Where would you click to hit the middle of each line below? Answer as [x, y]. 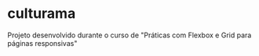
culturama [42, 14]
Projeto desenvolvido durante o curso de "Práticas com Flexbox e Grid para [129, 35]
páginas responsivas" [42, 43]
